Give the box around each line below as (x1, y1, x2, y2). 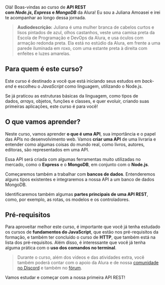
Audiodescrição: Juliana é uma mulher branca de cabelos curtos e (17, 24, 155, 30)
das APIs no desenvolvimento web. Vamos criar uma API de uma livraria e (5, 136, 157, 142)
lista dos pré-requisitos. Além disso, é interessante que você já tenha (5, 239, 146, 245)
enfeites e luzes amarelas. (17, 50, 71, 56)
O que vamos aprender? (5, 118, 81, 126)
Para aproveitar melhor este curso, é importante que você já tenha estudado (5, 224, 161, 230)
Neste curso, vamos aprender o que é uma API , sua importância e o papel (5, 131, 156, 137)
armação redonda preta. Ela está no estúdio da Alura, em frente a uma (17, 40, 161, 46)
